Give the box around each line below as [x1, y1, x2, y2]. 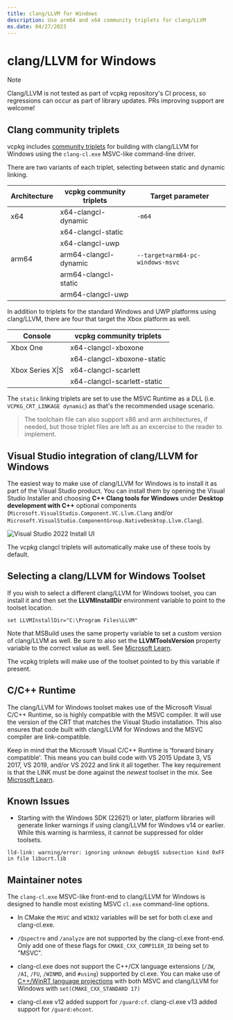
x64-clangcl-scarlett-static [70, 377, 163, 387]
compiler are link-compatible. [7, 732, 92, 741]
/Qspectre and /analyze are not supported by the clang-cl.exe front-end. [17, 934, 225, 942]
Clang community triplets [7, 124, 120, 136]
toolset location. [7, 604, 53, 612]
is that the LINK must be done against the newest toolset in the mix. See [7, 768, 213, 776]
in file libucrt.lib [7, 855, 67, 863]
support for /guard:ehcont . [17, 1005, 94, 1014]
